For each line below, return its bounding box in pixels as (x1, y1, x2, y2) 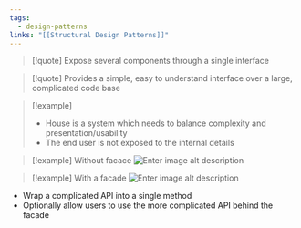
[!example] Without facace (31, 155, 132, 166)
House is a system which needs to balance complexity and (45, 118, 266, 129)
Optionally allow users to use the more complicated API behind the (22, 200, 274, 211)
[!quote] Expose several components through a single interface (31, 56, 269, 67)
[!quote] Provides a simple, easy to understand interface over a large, (31, 73, 294, 84)
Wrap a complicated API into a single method (22, 191, 192, 202)
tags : (9, 13, 30, 23)
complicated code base (31, 83, 121, 94)
